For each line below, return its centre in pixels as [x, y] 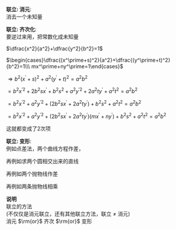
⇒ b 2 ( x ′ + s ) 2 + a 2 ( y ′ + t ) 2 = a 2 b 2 [48, 78]
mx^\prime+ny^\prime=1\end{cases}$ [77, 66]
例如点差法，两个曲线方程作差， [45, 148]
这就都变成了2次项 [29, 128]
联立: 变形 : [19, 141]
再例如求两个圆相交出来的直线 [42, 161]
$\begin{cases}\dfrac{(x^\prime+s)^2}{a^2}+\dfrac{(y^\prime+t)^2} [88, 60]
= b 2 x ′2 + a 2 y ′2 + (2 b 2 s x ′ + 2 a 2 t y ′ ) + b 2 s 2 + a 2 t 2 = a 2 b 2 [75, 103]
